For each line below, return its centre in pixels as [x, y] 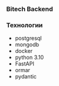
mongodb [27, 45]
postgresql [28, 38]
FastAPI [24, 64]
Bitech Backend [29, 9]
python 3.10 [29, 57]
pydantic [26, 76]
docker [24, 51]
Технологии [25, 25]
